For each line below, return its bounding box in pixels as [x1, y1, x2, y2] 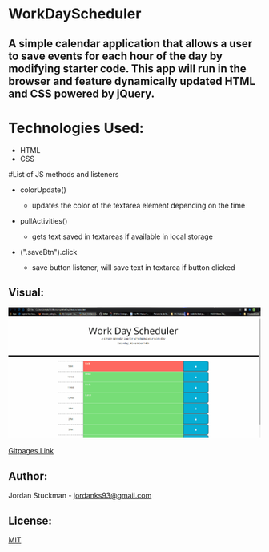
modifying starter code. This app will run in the [8, 62, 247, 75]
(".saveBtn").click [19, 247, 78, 256]
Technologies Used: [8, 119, 144, 137]
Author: [8, 469, 48, 483]
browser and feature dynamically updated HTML [8, 74, 256, 88]
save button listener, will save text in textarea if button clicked [31, 262, 235, 272]
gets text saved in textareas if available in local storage [31, 232, 214, 241]
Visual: [8, 285, 45, 299]
